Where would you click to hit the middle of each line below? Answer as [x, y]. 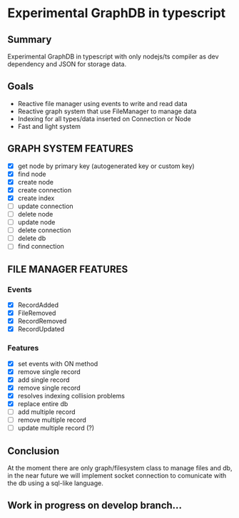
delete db [32, 238]
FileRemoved [37, 313]
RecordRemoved [42, 321]
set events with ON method [58, 363]
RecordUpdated [41, 329]
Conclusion [34, 451]
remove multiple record [52, 420]
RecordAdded [38, 305]
